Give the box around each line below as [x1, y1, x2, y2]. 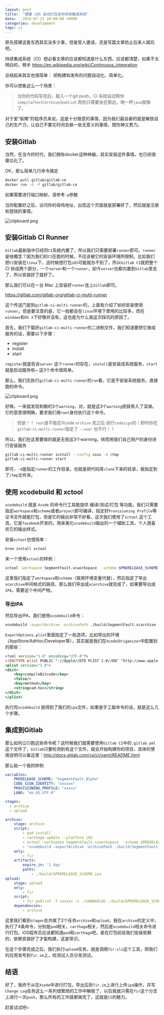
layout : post [5, 7, 32, 12]
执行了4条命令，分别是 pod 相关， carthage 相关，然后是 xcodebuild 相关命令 [5, 923, 152, 929]
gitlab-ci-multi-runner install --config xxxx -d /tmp [5, 452, 119, 457]
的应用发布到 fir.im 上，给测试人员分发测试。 [5, 952, 95, 958]
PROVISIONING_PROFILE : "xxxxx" [14, 786, 78, 791]
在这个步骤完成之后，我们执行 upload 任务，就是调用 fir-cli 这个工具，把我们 [5, 946, 158, 952]
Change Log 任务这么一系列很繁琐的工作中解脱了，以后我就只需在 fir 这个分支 [5, 988, 158, 993]
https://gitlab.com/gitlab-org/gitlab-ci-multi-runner [5, 292, 107, 298]
